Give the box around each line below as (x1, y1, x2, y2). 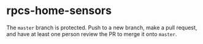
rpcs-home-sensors (6, 4, 112, 18)
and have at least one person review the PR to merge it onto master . (6, 30, 177, 37)
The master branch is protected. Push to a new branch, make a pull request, (6, 24, 197, 31)
